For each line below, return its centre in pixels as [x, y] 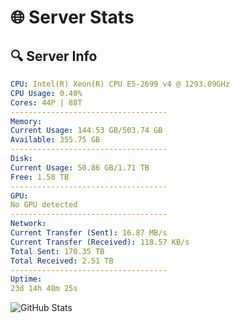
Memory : [26, 121]
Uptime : [26, 279]
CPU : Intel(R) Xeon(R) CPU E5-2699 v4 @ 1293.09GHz [120, 84]
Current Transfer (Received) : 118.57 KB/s [100, 242]
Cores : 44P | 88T [46, 102]
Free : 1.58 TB [40, 177]
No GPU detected [44, 205]
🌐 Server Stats [72, 17]
